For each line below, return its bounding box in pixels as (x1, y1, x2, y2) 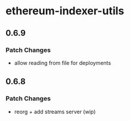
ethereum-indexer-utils (5, 4, 125, 18)
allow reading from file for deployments (14, 59, 112, 66)
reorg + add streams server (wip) (14, 108, 96, 115)
